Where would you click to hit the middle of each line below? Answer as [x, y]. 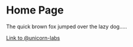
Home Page [35, 10]
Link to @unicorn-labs [33, 38]
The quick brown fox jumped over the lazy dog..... [66, 26]
